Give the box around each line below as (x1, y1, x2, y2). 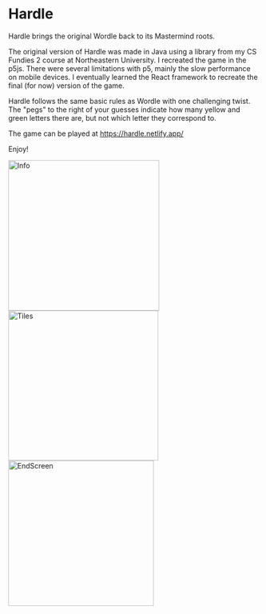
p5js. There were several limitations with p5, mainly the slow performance (8, 63, 252, 73)
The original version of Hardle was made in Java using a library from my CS (8, 46, 257, 56)
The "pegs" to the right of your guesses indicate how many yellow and (8, 105, 241, 114)
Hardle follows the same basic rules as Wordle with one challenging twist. (8, 96, 251, 106)
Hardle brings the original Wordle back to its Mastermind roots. (8, 31, 216, 41)
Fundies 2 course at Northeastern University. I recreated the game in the (8, 55, 247, 65)
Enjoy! (8, 144, 30, 153)
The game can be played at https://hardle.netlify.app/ (8, 129, 184, 138)
